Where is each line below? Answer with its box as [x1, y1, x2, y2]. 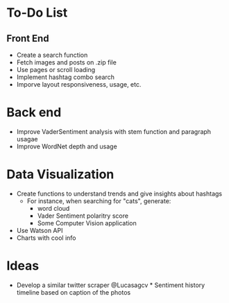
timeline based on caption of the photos [16, 288, 131, 296]
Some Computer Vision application [37, 218, 137, 227]
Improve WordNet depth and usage [16, 142, 117, 150]
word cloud [37, 204, 70, 212]
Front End [6, 33, 49, 44]
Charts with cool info [16, 234, 77, 242]
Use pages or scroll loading [16, 66, 96, 73]
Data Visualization [6, 166, 114, 182]
